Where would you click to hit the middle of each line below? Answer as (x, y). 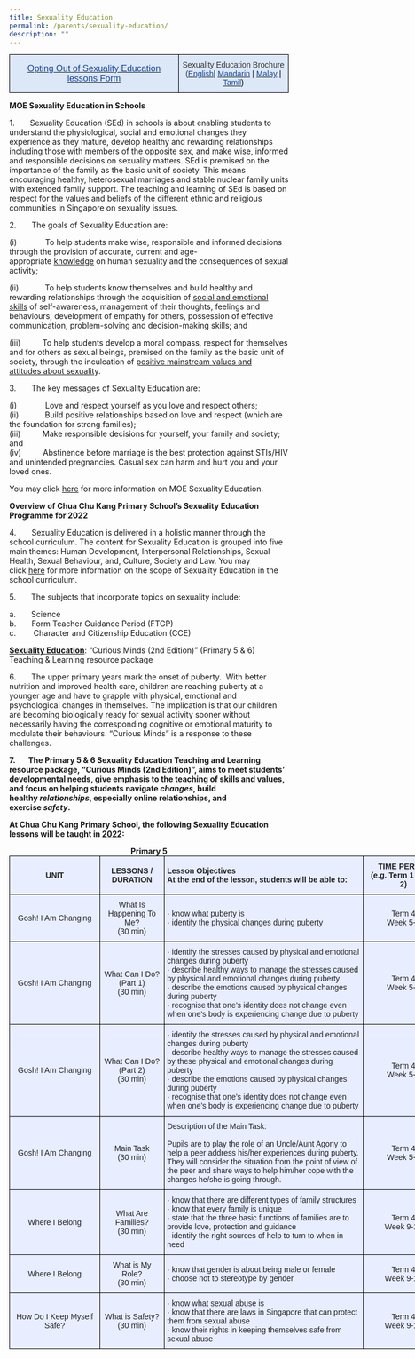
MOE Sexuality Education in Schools (78, 106)
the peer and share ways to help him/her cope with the (260, 1171)
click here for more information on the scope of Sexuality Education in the (144, 570)
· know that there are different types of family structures (262, 1200)
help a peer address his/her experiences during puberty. (263, 1153)
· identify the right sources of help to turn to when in (255, 1236)
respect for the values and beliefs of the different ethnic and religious (136, 199)
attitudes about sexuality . (55, 371)
